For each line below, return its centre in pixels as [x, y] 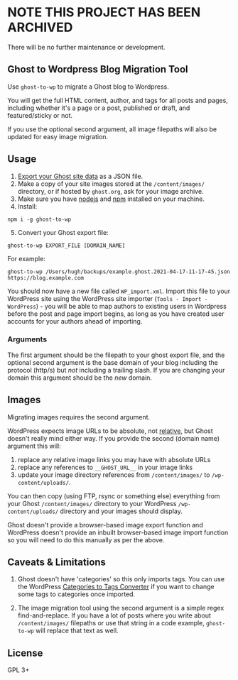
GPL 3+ [18, 670]
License [25, 653]
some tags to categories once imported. [76, 594]
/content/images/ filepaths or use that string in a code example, [111, 623]
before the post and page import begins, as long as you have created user [116, 314]
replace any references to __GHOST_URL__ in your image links [105, 467]
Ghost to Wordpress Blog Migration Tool [98, 69]
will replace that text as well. [77, 631]
